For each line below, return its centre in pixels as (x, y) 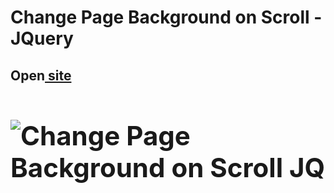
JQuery (42, 38)
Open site (41, 75)
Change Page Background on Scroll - (166, 17)
